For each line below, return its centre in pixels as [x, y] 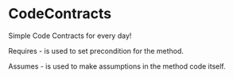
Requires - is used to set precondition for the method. [96, 51]
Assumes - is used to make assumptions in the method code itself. [117, 66]
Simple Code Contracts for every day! [70, 36]
